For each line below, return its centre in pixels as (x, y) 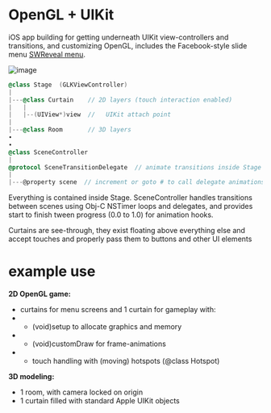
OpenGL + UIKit (61, 15)
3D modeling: (31, 377)
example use (52, 271)
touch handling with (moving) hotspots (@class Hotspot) (126, 361)
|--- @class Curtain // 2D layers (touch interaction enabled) (120, 100)
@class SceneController (48, 152)
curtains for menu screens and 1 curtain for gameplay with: (118, 310)
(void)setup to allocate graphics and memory (107, 327)
